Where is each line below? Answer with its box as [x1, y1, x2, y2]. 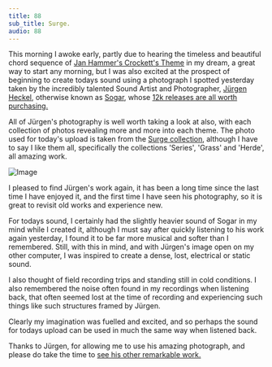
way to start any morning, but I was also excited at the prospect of [8, 67, 230, 76]
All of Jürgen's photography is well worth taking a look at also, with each [8, 117, 252, 127]
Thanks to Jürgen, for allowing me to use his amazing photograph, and [8, 341, 245, 351]
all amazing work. [8, 151, 67, 161]
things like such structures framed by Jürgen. [8, 301, 161, 311]
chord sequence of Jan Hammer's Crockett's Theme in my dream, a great [8, 58, 256, 68]
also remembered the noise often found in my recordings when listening [8, 284, 249, 294]
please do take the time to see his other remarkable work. [8, 350, 201, 360]
